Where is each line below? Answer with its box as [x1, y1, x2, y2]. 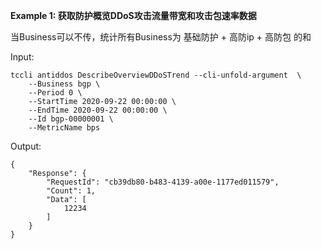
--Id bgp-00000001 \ [28, 114, 114, 124]
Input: [10, 51, 35, 63]
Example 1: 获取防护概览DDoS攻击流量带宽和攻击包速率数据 [10, 10, 257, 21]
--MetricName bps [28, 123, 101, 133]
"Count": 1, [46, 186, 97, 196]
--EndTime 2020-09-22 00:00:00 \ [28, 105, 168, 115]
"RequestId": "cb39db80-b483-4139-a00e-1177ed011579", [46, 177, 280, 187]
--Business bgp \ [28, 79, 101, 89]
